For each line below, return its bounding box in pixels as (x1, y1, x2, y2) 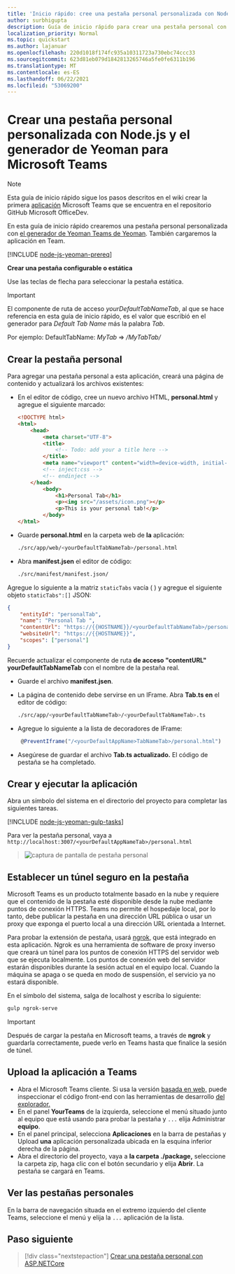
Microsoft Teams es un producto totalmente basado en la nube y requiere (7, 890, 219, 899)
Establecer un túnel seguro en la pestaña (7, 871, 190, 883)
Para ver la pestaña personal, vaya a (7, 831, 112, 840)
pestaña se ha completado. (17, 758, 97, 766)
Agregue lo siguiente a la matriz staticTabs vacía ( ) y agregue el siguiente (7, 583, 222, 592)
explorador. (17, 1100, 51, 1108)
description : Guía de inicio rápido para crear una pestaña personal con (7, 23, 227, 30)
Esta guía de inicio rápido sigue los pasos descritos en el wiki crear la (7, 193, 208, 202)
